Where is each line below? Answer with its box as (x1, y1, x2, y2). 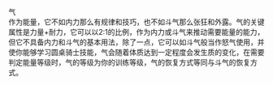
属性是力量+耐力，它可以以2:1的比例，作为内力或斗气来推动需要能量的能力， (8, 28, 265, 36)
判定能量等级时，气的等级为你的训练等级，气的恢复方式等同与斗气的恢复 (8, 57, 250, 67)
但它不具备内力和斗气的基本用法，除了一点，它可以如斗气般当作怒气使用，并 (8, 37, 265, 47)
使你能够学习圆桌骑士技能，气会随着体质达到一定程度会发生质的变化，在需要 (8, 48, 265, 57)
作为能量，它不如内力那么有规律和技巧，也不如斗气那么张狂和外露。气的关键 (8, 17, 265, 27)
